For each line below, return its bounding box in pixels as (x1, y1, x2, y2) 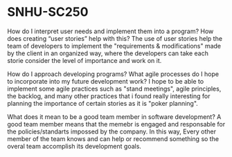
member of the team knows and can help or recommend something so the (7, 134, 220, 142)
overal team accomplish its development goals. (7, 142, 142, 150)
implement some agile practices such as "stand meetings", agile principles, (7, 84, 222, 93)
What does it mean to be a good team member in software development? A (7, 112, 222, 121)
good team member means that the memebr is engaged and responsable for (7, 120, 226, 128)
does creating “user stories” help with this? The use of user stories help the (7, 34, 223, 42)
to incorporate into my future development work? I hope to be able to (7, 77, 204, 85)
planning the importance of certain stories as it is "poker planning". (7, 99, 199, 107)
